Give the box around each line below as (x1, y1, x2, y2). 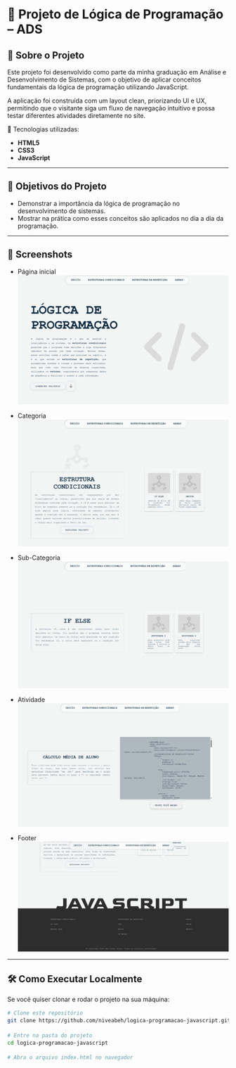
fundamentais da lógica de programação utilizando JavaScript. (7, 83, 190, 91)
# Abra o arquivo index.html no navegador (7, 1054, 133, 1061)
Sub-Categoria (17, 553, 61, 562)
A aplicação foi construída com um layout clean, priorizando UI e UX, (7, 96, 207, 105)
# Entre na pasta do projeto (7, 1031, 93, 1039)
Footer (17, 834, 37, 842)
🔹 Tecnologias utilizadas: (7, 125, 79, 133)
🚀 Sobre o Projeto (7, 49, 85, 61)
